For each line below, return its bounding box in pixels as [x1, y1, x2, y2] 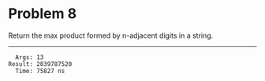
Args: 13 [15, 53, 44, 61]
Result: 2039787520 [8, 60, 73, 68]
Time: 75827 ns [15, 67, 65, 75]
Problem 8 [8, 5, 77, 23]
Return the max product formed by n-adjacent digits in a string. [8, 31, 214, 40]
